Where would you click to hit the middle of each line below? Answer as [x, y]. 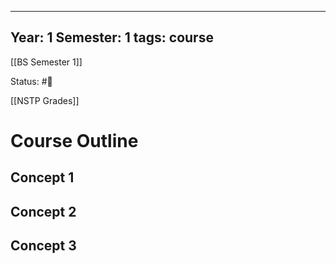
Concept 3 [43, 246]
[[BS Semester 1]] [46, 62]
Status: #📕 [31, 81]
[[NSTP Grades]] [45, 100]
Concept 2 [43, 211]
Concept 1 [42, 177]
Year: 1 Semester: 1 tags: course [112, 37]
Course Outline [74, 141]
